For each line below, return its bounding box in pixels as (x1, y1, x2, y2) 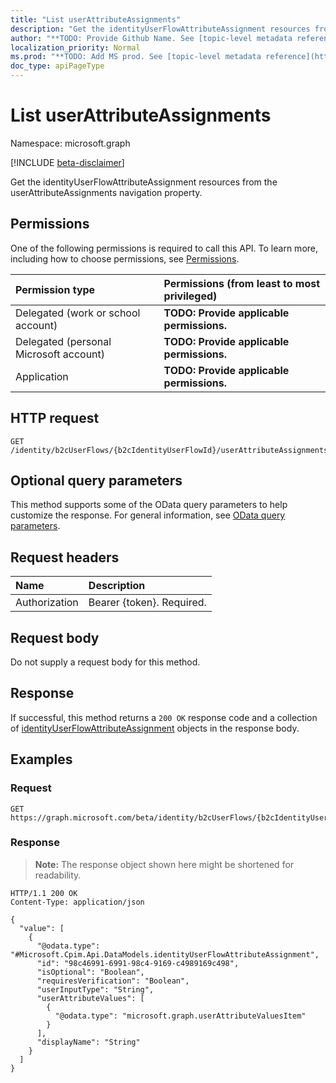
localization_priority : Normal (10, 42, 141, 53)
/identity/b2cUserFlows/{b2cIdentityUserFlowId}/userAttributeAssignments (10, 445, 329, 455)
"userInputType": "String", (36, 984, 155, 995)
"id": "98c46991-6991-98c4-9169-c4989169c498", (36, 958, 240, 968)
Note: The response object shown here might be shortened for (34, 858, 295, 870)
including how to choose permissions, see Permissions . (10, 252, 240, 265)
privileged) (163, 289, 218, 303)
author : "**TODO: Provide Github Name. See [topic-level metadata (10, 33, 293, 43)
